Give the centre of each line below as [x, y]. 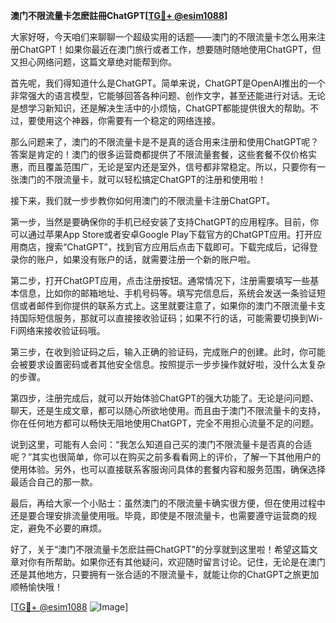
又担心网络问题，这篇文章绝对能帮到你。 [93, 62]
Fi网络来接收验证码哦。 [58, 330]
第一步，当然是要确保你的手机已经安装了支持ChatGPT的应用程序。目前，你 [165, 222]
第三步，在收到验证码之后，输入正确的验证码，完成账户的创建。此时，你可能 [168, 352]
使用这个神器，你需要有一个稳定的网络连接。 [128, 120]
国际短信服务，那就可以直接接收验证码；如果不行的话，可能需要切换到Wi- [170, 318]
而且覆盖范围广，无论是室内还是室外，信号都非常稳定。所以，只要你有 [172, 167]
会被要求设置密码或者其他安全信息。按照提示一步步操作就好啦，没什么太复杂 [168, 364]
